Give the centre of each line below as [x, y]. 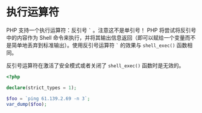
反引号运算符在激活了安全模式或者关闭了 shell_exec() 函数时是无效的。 [95, 65]
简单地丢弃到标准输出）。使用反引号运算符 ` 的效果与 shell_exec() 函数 [99, 45]
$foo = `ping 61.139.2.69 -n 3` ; [48, 99]
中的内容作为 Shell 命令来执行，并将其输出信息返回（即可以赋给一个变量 [96, 37]
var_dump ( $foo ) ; [27, 104]
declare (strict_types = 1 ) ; [42, 88]
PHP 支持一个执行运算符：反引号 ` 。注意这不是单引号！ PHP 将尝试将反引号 [101, 30]
